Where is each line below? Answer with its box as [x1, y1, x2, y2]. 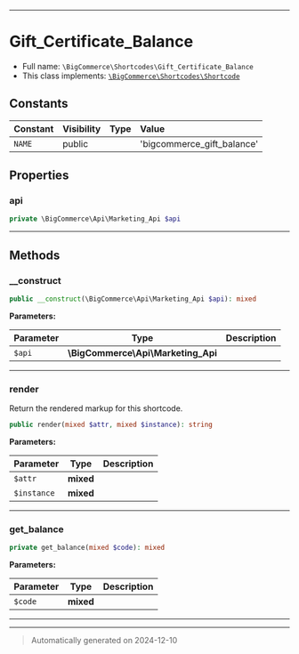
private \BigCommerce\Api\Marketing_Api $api [9, 214, 181, 223]
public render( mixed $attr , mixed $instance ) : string [9, 420, 214, 430]
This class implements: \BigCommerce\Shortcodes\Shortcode [21, 70, 240, 81]
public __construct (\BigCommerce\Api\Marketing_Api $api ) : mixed [9, 295, 256, 303]
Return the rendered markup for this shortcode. [9, 403, 183, 414]
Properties [9, 168, 69, 183]
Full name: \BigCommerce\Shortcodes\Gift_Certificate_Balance [21, 61, 254, 71]
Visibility [61, 122, 101, 134]
